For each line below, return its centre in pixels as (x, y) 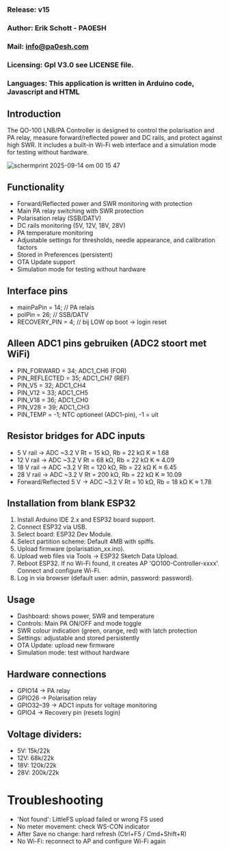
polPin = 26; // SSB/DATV (53, 315)
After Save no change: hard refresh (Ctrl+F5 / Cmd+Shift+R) (102, 833)
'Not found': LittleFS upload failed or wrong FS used (90, 819)
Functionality (36, 187)
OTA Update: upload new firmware (66, 646)
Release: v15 (28, 10)
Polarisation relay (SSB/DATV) (59, 218)
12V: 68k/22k (36, 758)
